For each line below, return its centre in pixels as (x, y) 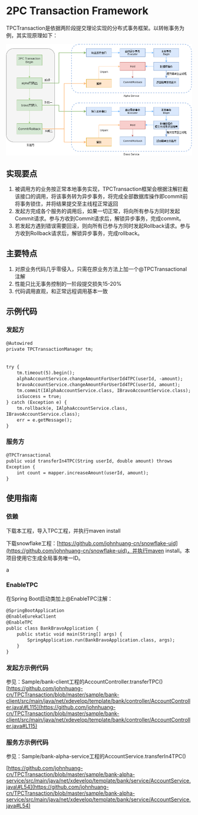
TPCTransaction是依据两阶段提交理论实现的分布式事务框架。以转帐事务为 (95, 28)
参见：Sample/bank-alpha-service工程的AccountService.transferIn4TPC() (96, 757)
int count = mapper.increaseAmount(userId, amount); (83, 473)
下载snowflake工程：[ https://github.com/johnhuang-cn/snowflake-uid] (92, 543)
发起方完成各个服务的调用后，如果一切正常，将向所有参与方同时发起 (97, 211)
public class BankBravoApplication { (52, 628)
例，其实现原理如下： (32, 35)
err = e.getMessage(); (44, 420)
